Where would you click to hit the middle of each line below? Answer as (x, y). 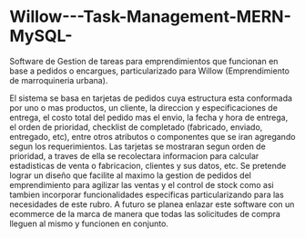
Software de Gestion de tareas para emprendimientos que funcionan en (144, 61)
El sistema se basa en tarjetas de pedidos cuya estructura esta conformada (151, 98)
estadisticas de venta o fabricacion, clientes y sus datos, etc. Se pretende (148, 165)
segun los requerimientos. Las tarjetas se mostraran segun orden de (137, 146)
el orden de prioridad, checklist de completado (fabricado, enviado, (136, 127)
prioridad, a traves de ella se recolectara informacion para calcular (134, 155)
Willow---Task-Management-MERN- (150, 17)
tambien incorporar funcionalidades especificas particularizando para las (147, 194)
